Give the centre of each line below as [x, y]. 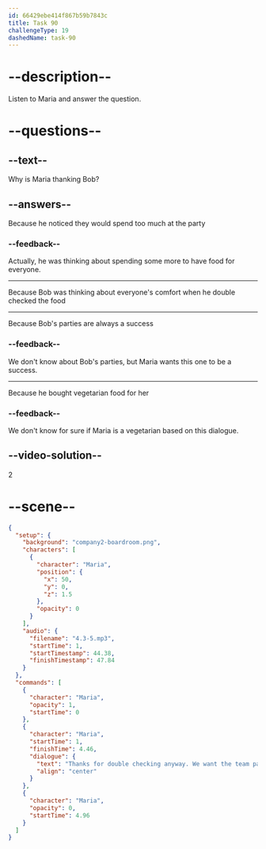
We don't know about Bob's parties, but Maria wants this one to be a [120, 361]
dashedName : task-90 [42, 38]
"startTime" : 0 [54, 712]
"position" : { [60, 572]
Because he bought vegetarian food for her [79, 393]
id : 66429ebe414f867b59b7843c [58, 15]
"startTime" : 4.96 [59, 815]
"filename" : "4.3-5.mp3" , [72, 638]
